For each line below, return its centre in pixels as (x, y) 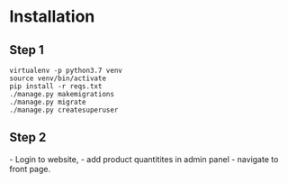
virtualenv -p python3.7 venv (66, 70)
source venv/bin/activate (58, 78)
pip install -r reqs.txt (56, 87)
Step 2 (28, 137)
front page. (30, 169)
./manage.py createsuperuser (64, 110)
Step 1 (27, 50)
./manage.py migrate (48, 102)
